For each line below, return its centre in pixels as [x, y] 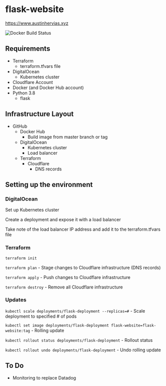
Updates [16, 300]
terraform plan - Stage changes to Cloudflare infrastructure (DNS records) [83, 267]
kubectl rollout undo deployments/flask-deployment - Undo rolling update [83, 350]
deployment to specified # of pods [41, 316]
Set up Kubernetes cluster [32, 210]
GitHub [20, 126]
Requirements [28, 49]
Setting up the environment [49, 184]
